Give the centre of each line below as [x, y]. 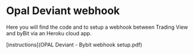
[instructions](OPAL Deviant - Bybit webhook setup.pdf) [74, 45]
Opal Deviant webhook [63, 11]
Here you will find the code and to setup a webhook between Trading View [97, 27]
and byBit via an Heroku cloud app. [49, 33]
